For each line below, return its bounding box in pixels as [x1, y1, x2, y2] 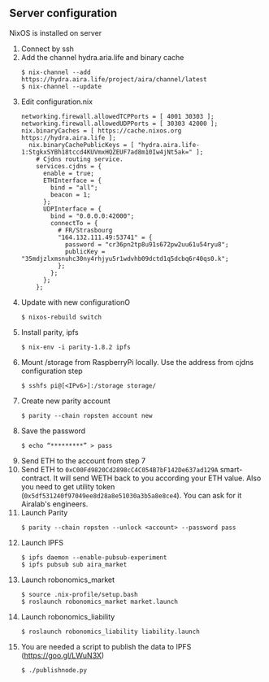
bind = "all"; [50, 183, 98, 192]
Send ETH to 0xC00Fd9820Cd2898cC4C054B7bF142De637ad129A [20, 464, 219, 474]
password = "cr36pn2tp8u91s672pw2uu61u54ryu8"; [64, 240, 229, 249]
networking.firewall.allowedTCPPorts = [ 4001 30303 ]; [20, 112, 215, 120]
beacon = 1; [50, 190, 91, 198]
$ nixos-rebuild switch [20, 313, 102, 321]
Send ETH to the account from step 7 [20, 455, 145, 466]
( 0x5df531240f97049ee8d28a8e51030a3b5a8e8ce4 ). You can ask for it [20, 490, 242, 500]
